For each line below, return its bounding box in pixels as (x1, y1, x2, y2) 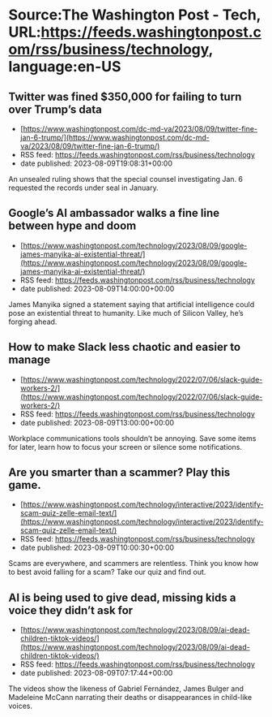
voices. (8, 701, 32, 711)
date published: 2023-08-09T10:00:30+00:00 (19, 542, 175, 553)
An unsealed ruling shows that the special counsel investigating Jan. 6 (8, 175, 244, 184)
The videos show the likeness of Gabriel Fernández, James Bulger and (8, 684, 244, 693)
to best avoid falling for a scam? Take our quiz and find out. (8, 567, 206, 577)
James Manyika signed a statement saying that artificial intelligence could (8, 299, 255, 309)
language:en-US (8, 58, 121, 76)
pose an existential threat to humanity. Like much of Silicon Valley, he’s (8, 308, 244, 317)
